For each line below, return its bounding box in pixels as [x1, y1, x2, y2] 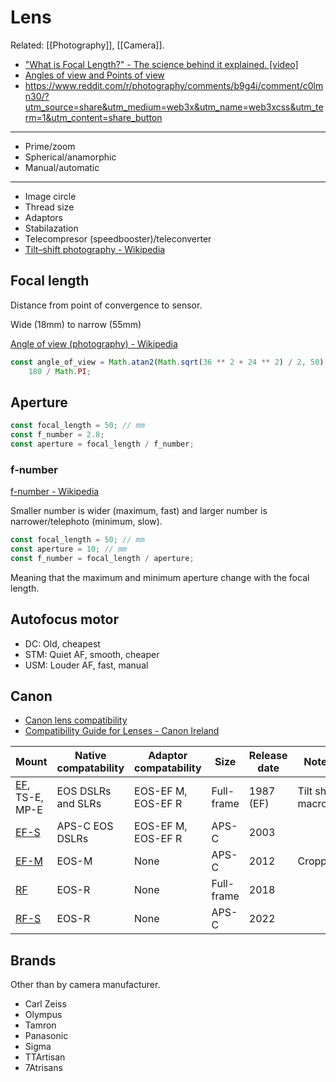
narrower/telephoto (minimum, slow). [10, 516, 163, 528]
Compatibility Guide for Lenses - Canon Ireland [24, 725, 220, 737]
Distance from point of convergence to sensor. [10, 299, 203, 311]
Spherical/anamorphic [24, 151, 117, 163]
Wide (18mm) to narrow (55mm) [10, 318, 142, 330]
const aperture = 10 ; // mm [10, 544, 128, 555]
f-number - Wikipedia [10, 486, 100, 498]
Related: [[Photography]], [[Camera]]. [10, 39, 165, 51]
